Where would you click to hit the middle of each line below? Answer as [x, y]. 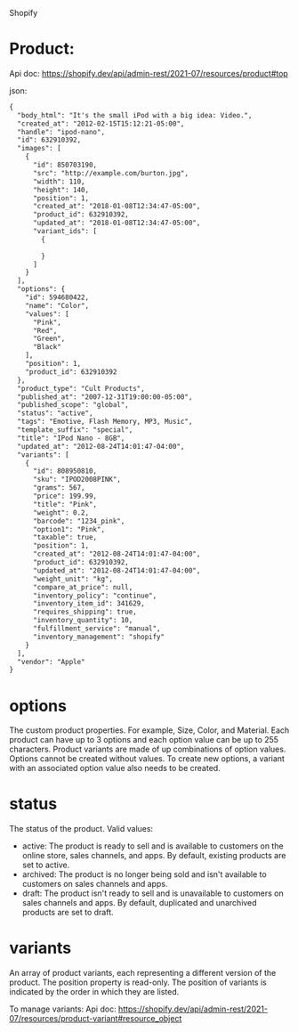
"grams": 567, [59, 488]
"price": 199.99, [65, 496]
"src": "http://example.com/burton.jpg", [111, 173]
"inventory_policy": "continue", [95, 596]
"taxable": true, [65, 538]
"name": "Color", [57, 305]
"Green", [49, 339]
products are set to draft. [68, 913]
